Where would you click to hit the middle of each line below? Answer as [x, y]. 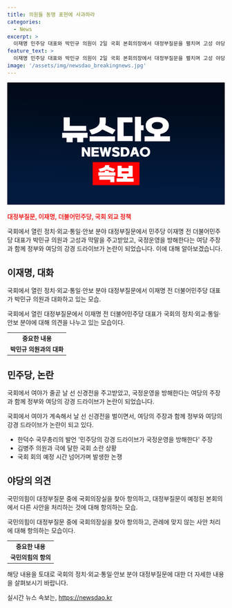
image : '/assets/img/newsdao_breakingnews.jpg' [77, 66]
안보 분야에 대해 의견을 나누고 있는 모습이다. [66, 323]
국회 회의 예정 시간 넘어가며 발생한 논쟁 [70, 457]
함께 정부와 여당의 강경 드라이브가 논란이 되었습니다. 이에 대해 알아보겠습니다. [118, 249]
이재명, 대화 [30, 273]
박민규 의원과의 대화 [37, 350]
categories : [24, 22]
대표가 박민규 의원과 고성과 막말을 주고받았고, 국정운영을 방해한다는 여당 [111, 240]
